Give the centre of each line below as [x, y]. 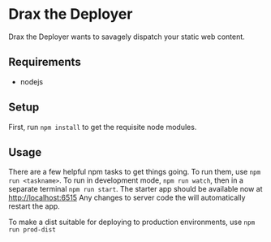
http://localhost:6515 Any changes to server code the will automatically [127, 198]
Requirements [45, 62]
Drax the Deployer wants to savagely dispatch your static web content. [127, 37]
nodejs [31, 81]
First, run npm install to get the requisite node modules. [103, 127]
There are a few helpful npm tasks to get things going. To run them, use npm [135, 172]
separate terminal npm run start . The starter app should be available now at [135, 189]
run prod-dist [32, 230]
